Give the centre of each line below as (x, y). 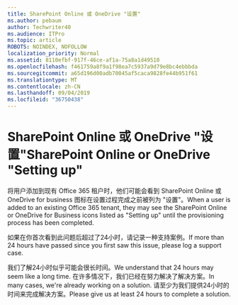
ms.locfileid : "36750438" (45, 100)
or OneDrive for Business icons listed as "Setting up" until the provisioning (116, 215)
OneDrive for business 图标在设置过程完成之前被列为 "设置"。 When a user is (119, 199)
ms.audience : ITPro (36, 34)
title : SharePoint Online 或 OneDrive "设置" (74, 14)
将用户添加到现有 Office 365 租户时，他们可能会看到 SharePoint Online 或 (114, 190)
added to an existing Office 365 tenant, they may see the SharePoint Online (117, 207)
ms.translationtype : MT (42, 80)
